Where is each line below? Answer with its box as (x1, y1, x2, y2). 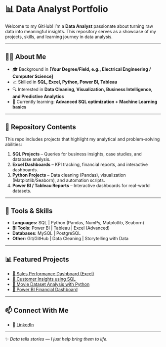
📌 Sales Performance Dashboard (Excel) (12, 271, 94, 277)
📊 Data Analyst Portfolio (5, 3, 108, 15)
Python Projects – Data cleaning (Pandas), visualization (12, 172, 126, 178)
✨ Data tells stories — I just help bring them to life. (5, 336, 108, 342)
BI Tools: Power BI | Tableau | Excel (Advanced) (12, 225, 110, 231)
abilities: (5, 141, 22, 147)
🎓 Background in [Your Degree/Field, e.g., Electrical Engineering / (12, 66, 151, 72)
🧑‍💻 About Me (5, 52, 46, 61)
